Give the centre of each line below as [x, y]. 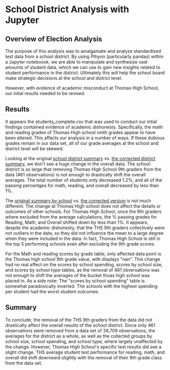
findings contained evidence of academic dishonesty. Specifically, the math [84, 127]
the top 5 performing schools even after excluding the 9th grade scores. [80, 244]
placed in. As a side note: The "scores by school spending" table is [75, 281]
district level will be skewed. [35, 148]
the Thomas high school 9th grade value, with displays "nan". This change [83, 259]
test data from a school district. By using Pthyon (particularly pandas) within [84, 56]
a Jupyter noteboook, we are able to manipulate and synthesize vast [76, 62]
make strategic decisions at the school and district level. [64, 78]
